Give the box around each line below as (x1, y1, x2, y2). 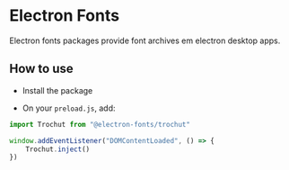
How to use (9, 61, 74, 76)
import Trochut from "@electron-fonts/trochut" (9, 120, 191, 129)
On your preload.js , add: (22, 103, 116, 113)
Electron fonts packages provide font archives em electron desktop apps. (9, 35, 281, 46)
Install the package (22, 85, 93, 95)
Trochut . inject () (25, 145, 91, 154)
